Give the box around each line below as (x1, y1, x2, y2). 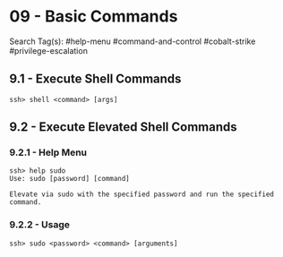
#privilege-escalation (9, 45, 88, 56)
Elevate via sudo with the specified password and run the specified (9, 190, 275, 199)
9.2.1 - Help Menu (9, 146, 88, 158)
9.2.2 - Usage (9, 218, 70, 231)
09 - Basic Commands (9, 6, 178, 27)
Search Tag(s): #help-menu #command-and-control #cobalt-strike (9, 36, 256, 47)
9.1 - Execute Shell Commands (9, 72, 182, 87)
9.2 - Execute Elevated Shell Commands (9, 119, 237, 135)
